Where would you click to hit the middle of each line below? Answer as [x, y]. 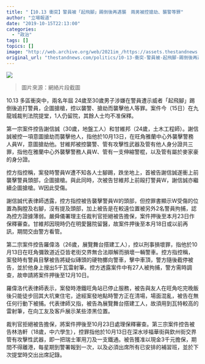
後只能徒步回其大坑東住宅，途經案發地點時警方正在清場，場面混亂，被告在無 [103, 295]
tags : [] [17, 40]
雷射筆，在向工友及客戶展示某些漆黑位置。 [60, 311]
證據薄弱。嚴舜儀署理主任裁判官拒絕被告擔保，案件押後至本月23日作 [109, 216]
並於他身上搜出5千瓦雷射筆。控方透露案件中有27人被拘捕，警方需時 [102, 267]
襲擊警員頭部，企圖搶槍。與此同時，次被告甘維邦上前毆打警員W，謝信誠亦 [100, 180]
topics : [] [20, 47]
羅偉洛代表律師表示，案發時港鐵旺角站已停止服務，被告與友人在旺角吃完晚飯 [103, 288]
